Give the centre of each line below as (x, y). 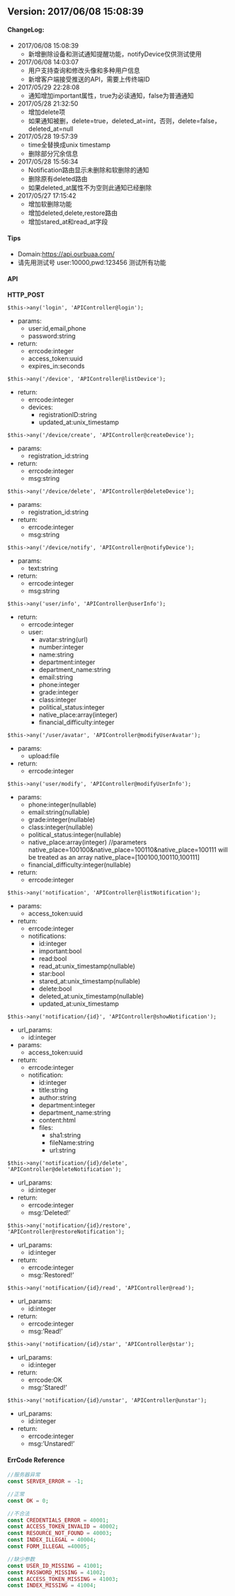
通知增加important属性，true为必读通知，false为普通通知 (111, 96)
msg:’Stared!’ (47, 1387)
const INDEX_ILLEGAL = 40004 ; (52, 1540)
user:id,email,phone (57, 328)
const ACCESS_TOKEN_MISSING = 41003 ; (63, 1579)
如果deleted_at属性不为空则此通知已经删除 (90, 188)
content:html (57, 1120)
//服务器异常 (24, 1475)
